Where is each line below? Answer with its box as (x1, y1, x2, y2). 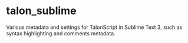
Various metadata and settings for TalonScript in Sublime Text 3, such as (6, 24, 183, 31)
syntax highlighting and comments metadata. (6, 29, 116, 37)
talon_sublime (6, 4, 77, 18)
